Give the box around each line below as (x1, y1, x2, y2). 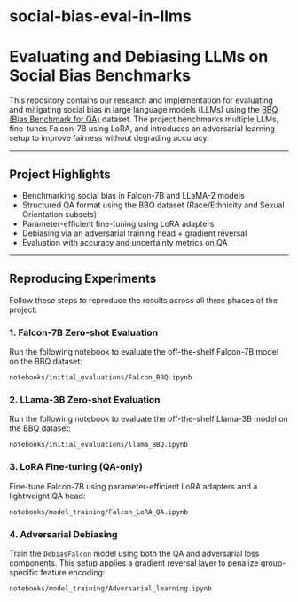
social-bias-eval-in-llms (9, 6, 192, 27)
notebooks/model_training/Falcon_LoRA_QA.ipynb (9, 507, 189, 516)
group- (260, 557, 286, 568)
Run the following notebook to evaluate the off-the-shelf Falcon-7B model (9, 347, 279, 357)
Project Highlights (9, 167, 111, 182)
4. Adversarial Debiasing (9, 528, 118, 540)
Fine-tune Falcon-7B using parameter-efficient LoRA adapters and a (9, 481, 258, 491)
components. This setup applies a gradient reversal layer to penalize (9, 557, 259, 568)
